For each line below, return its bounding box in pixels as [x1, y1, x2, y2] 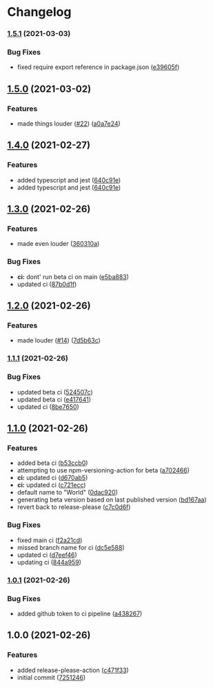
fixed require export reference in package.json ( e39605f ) [17, 63, 180, 71]
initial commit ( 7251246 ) [17, 673, 86, 681]
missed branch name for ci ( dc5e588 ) [17, 543, 125, 551]
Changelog [7, 4, 72, 20]
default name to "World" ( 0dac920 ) [17, 488, 119, 497]
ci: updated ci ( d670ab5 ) [17, 474, 88, 482]
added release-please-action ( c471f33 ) [17, 666, 129, 674]
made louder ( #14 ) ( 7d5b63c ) [17, 336, 101, 345]
